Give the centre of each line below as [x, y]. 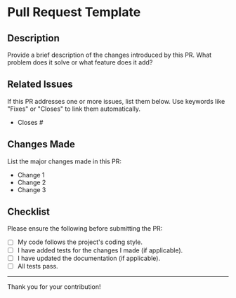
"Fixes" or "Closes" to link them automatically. [74, 109]
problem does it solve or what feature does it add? [80, 62]
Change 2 [32, 182]
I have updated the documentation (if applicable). [88, 258]
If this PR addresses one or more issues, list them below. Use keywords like [116, 101]
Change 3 [32, 189]
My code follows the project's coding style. [80, 242]
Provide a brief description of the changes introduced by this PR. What [110, 55]
